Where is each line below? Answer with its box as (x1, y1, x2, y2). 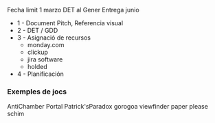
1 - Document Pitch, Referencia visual (16, 19, 124, 27)
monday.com (27, 41, 65, 49)
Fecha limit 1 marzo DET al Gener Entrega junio (7, 6, 139, 14)
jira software (27, 55, 63, 64)
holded (27, 63, 47, 70)
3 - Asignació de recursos (16, 33, 91, 42)
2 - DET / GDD (16, 27, 58, 34)
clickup (27, 48, 48, 56)
